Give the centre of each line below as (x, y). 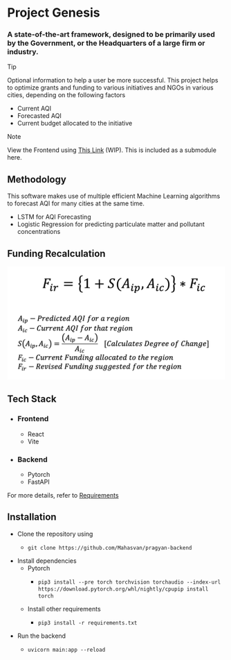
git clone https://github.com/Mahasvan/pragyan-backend (110, 548)
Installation (32, 517)
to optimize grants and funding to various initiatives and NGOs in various (110, 87)
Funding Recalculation (56, 254)
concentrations (39, 232)
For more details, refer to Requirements (63, 495)
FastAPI (38, 482)
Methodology (37, 179)
